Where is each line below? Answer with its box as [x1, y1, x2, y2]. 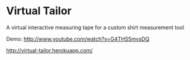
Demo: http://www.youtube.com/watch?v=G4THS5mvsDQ [6, 35, 150, 42]
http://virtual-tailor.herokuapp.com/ [6, 46, 94, 54]
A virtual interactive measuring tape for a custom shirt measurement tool [6, 24, 185, 31]
